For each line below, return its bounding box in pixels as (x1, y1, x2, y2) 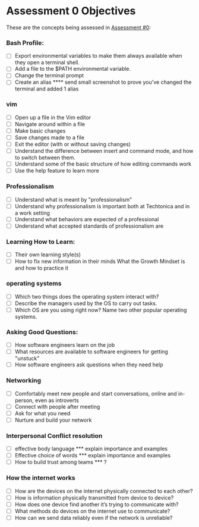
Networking (6, 377, 42, 385)
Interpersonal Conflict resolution (6, 431, 103, 440)
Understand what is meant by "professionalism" (14, 196, 132, 203)
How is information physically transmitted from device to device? (14, 494, 174, 501)
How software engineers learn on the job (14, 341, 115, 349)
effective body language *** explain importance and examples (14, 445, 168, 453)
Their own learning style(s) (14, 251, 81, 258)
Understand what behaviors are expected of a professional (14, 215, 159, 222)
